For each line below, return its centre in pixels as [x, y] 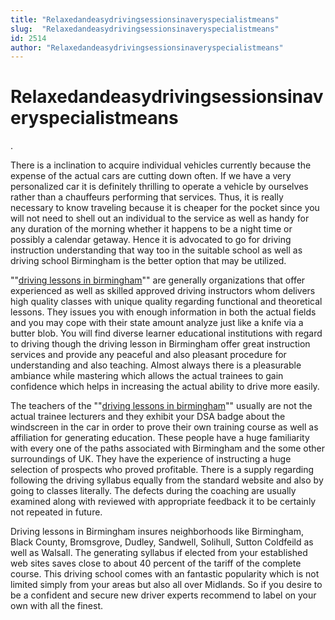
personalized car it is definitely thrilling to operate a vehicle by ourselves [159, 187]
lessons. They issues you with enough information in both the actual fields [163, 312]
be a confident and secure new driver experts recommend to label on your [163, 595]
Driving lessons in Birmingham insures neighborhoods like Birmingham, [157, 532]
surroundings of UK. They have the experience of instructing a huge [151, 459]
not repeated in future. [56, 512]
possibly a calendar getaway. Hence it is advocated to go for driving [151, 240]
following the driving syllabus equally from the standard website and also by [167, 480]
